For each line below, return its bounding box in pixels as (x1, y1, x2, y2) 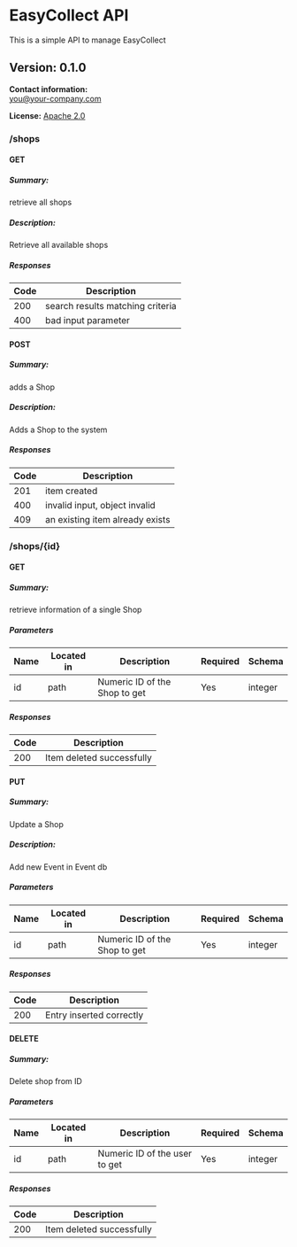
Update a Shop (9, 818, 64, 829)
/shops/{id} (9, 539, 60, 552)
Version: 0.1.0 (9, 60, 87, 75)
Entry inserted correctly (45, 1009, 144, 1021)
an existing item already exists (45, 513, 171, 525)
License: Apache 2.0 (9, 110, 86, 120)
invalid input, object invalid (45, 499, 156, 511)
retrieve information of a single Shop (9, 604, 142, 616)
